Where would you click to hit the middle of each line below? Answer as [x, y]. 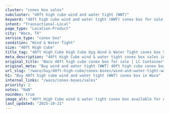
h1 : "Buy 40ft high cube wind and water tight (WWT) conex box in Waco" [83, 76]
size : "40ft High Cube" [30, 47]
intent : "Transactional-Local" [38, 24]
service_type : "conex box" [33, 38]
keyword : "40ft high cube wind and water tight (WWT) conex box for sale [84, 19]
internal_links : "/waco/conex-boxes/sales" [52, 80]
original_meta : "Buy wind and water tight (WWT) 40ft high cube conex [81, 66]
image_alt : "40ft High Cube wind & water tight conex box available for [83, 99]
